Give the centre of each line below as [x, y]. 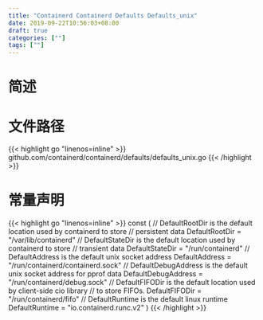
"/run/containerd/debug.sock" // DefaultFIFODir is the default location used [132, 283]
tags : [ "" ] [26, 45]
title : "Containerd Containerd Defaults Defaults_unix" [103, 16]
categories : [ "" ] [37, 38]
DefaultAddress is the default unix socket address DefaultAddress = [120, 257]
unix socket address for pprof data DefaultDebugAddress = [106, 274]
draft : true [28, 30]
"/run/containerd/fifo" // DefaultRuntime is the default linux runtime [118, 299]
